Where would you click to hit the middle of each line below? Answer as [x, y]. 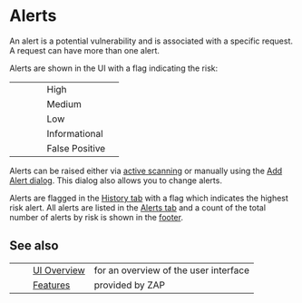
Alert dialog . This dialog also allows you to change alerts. [116, 180]
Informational [75, 133]
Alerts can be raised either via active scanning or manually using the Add [146, 171]
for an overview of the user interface [171, 270]
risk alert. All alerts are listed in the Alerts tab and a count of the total [137, 207]
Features [52, 285]
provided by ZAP [130, 285]
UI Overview [59, 270]
